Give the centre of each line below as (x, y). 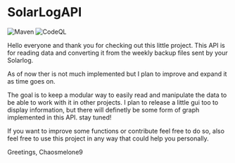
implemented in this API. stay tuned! (59, 117)
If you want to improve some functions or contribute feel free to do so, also (116, 131)
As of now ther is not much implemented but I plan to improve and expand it (117, 74)
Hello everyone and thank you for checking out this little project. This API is (116, 45)
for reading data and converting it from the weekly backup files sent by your (118, 53)
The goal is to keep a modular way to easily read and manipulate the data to (117, 95)
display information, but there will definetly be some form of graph (103, 110)
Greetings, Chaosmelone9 (45, 152)
